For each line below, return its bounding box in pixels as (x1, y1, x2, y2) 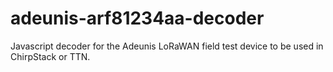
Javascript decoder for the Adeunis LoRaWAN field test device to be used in (10, 40, 324, 52)
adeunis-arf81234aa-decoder (10, 7, 265, 30)
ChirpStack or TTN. (10, 50, 91, 62)
